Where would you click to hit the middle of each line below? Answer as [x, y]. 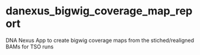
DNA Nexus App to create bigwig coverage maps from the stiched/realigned [100, 40]
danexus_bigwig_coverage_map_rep [99, 11]
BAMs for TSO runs [30, 47]
